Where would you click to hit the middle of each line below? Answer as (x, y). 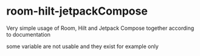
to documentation (28, 34)
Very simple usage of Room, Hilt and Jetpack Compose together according (100, 28)
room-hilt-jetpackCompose (77, 11)
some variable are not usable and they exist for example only (83, 46)
